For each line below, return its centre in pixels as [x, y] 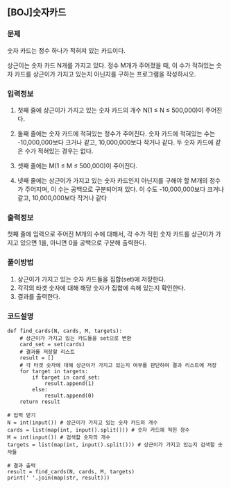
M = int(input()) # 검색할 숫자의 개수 [59, 437]
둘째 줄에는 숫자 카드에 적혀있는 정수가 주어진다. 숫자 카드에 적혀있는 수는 [116, 133]
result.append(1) [69, 383]
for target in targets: [54, 371]
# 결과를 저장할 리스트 [47, 352]
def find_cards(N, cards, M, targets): [65, 331]
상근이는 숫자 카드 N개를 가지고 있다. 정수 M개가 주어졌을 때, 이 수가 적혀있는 [111, 65]
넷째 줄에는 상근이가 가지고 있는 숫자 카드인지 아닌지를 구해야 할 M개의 [112, 180]
